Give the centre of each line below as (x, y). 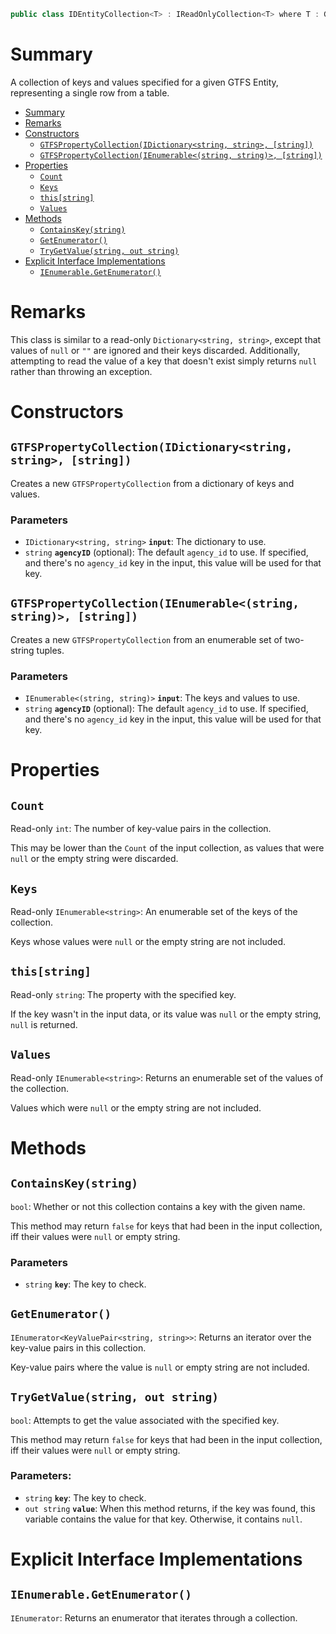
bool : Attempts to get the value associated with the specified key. (145, 1420)
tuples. (50, 650)
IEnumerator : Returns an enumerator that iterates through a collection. (154, 1617)
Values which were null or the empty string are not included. (136, 1107)
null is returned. (44, 1024)
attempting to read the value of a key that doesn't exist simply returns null (164, 361)
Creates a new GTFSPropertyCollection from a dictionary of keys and (152, 483)
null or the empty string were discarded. (94, 859)
